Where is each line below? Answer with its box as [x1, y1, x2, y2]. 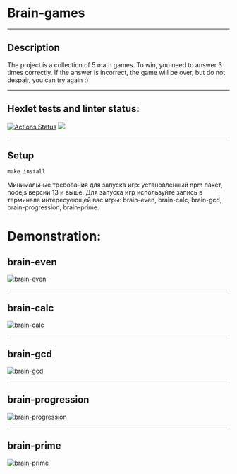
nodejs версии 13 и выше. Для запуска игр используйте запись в [7, 188, 203, 197]
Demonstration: [7, 228, 102, 244]
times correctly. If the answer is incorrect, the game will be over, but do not [7, 68, 226, 76]
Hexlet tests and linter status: [7, 103, 140, 115]
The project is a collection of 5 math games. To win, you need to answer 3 [7, 60, 223, 69]
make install [7, 168, 46, 175]
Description [7, 42, 60, 54]
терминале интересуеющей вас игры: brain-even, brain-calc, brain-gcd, [7, 196, 222, 204]
